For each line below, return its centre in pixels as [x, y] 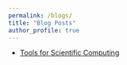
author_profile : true [44, 30]
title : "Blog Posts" [42, 23]
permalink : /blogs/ [40, 15]
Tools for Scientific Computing [69, 53]
